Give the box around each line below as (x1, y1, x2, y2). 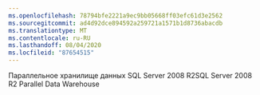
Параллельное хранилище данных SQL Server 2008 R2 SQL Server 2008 (8, 71, 253, 80)
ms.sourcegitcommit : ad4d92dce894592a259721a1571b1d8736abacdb (8, 19, 223, 27)
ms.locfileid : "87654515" (8, 49, 94, 57)
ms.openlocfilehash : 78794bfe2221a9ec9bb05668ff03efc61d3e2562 (8, 11, 223, 20)
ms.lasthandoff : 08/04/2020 (8, 42, 102, 49)
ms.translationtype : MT (8, 26, 88, 34)
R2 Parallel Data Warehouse (8, 79, 100, 89)
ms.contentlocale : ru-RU (8, 34, 91, 42)
